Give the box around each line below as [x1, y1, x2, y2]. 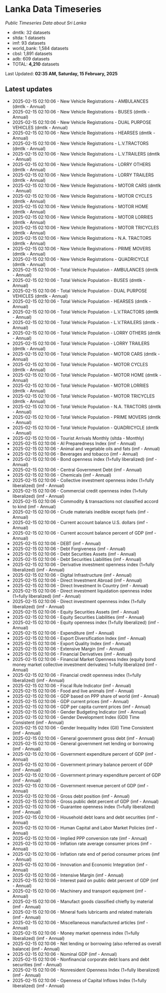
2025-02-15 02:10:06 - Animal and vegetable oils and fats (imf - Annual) [12, 445, 160, 451]
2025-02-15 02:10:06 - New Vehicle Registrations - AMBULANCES [12, 98, 149, 104]
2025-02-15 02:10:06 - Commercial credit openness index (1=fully [12, 488, 148, 494]
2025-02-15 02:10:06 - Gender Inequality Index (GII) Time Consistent [12, 724, 154, 730]
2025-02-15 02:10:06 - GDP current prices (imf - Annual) [12, 698, 129, 704]
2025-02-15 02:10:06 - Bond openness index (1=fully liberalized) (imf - [12, 456, 157, 462]
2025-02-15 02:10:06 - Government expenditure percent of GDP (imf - [12, 751, 157, 757]
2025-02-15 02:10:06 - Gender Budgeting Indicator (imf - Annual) [12, 709, 147, 715]
